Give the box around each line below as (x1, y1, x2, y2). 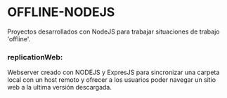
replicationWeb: (7, 52, 63, 62)
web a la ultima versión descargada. (7, 83, 112, 92)
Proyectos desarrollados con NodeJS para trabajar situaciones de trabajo (7, 27, 220, 36)
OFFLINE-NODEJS (7, 4, 115, 20)
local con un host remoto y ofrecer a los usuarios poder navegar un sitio (7, 76, 216, 84)
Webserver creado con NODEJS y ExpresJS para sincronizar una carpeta (7, 68, 220, 77)
